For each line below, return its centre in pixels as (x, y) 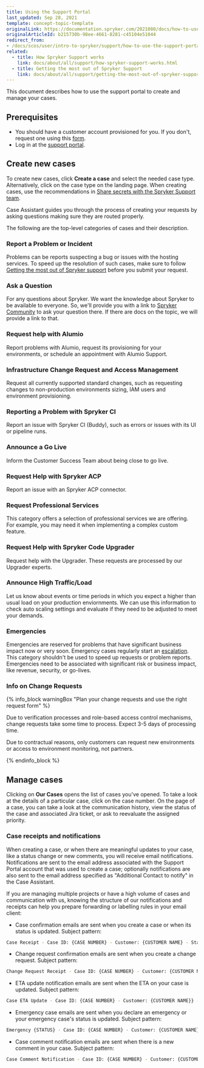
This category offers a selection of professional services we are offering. (97, 519)
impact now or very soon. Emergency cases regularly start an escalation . (98, 651)
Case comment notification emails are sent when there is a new (94, 1042)
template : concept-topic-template (50, 23)
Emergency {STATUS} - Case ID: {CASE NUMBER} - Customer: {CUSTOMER (95, 1030)
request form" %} (28, 706)
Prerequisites (32, 117)
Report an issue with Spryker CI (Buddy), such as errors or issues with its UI (101, 425)
